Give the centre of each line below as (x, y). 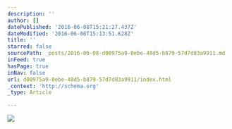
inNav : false (26, 73)
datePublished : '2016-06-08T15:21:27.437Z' (72, 27)
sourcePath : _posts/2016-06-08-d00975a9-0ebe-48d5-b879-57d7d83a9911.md (116, 54)
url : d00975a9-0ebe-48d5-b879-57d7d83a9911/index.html (90, 79)
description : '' (31, 14)
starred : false (30, 47)
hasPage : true (28, 66)
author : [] (23, 20)
